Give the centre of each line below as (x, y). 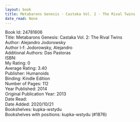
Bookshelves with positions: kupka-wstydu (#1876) (56, 115)
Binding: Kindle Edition (27, 78)
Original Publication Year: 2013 (36, 94)
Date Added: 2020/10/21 (29, 104)
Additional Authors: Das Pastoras (38, 53)
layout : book (18, 9)
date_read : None (21, 18)
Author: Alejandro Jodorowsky (36, 43)
